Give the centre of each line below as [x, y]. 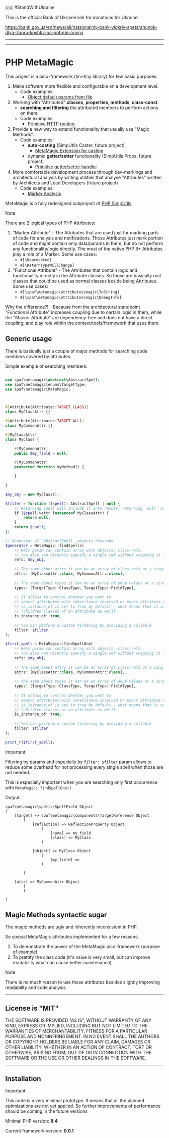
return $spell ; [30, 527]
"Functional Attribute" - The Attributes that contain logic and [75, 270]
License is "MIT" [32, 1008]
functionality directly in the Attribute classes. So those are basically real [87, 275]
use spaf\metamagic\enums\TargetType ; [46, 384]
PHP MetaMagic [39, 62]
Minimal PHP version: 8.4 [31, 1121]
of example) [25, 952]
